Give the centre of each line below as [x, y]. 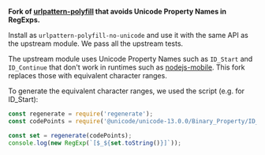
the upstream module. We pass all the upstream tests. [96, 43]
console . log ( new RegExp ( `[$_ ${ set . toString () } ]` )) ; [95, 143]
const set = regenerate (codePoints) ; [70, 135]
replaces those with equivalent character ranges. [88, 76]
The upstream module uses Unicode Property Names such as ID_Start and [131, 59]
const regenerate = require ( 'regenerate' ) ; [81, 114]
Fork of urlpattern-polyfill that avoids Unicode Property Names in [118, 11]
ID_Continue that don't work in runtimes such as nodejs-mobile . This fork [127, 67]
